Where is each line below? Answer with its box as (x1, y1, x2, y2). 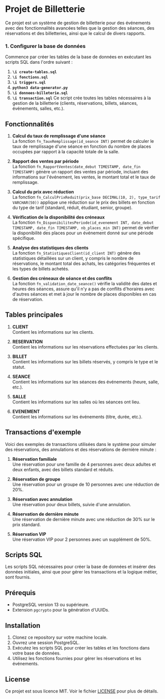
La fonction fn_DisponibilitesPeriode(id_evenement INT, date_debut (12, 219, 154, 225)
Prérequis (5, 588, 36, 597)
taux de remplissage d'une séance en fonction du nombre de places (12, 143, 152, 149)
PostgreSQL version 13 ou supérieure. (12, 602, 90, 608)
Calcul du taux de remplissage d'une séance (12, 133, 106, 139)
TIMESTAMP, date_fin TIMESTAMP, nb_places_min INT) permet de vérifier (12, 225, 159, 231)
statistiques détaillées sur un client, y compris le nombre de (12, 256, 134, 262)
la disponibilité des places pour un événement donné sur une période (12, 230, 154, 236)
